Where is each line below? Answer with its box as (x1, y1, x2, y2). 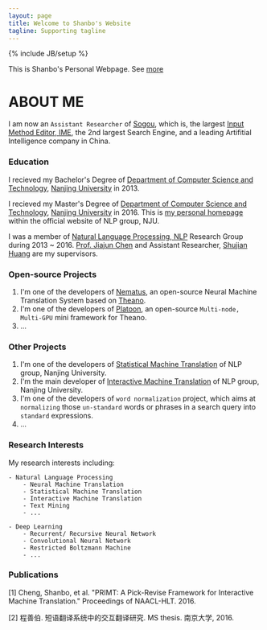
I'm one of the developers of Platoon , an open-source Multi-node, (19, 303, 240, 314)
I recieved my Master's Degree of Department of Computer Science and (8, 199, 248, 208)
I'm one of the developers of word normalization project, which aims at (19, 393, 256, 403)
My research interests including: (8, 458, 115, 467)
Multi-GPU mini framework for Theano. (19, 312, 147, 322)
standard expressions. (19, 411, 94, 421)
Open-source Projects (8, 269, 97, 280)
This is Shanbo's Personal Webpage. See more (8, 64, 164, 74)
